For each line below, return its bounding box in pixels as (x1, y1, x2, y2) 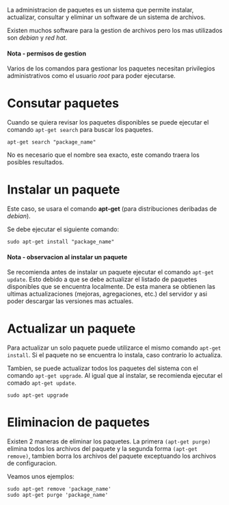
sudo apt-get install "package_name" (7, 239, 115, 246)
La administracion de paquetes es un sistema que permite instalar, (7, 6, 194, 14)
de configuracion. (7, 459, 57, 467)
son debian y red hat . (7, 34, 68, 42)
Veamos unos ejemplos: (7, 472, 75, 481)
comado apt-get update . (7, 379, 77, 387)
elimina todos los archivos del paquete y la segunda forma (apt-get (7, 445, 198, 453)
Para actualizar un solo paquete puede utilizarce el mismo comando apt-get (7, 344, 221, 352)
